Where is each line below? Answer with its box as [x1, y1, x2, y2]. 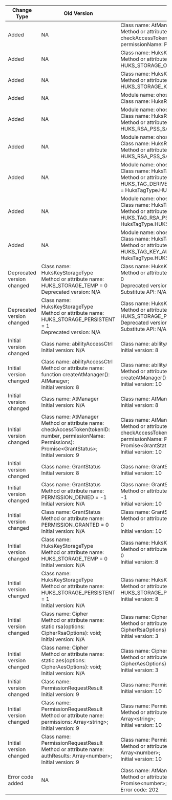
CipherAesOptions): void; [41, 663, 102, 670]
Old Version [63, 10, 93, 17]
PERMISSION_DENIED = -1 [41, 494, 107, 501]
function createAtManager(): [41, 371, 110, 378]
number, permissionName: [41, 433, 105, 439]
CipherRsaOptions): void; [41, 630, 102, 636]
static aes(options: [41, 657, 86, 664]
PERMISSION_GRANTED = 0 [41, 522, 109, 528]
